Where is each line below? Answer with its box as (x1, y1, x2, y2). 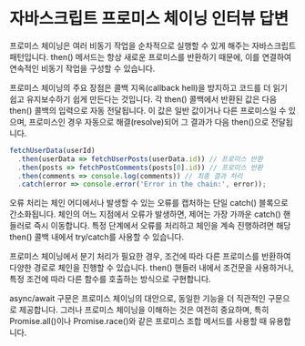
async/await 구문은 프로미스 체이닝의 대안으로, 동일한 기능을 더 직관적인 (9, 293, 266, 304)
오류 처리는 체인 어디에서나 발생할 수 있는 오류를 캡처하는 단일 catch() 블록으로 (9, 198, 289, 209)
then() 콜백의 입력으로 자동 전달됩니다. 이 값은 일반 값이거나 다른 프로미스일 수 (9, 105, 287, 116)
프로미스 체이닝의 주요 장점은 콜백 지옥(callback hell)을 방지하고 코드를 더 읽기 (9, 82, 289, 93)
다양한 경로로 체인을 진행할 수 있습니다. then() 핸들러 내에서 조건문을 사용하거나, (9, 262, 294, 273)
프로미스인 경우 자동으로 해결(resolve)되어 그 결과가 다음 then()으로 (28, 116, 269, 127)
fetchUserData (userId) (9, 146, 96, 155)
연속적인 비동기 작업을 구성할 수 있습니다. (9, 63, 156, 74)
